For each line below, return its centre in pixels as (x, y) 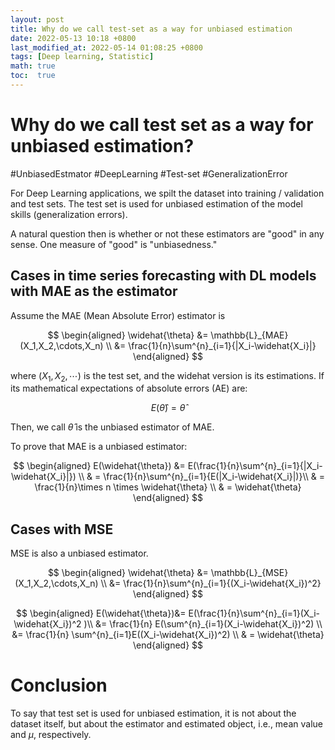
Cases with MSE (62, 529)
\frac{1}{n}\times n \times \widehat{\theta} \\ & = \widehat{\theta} (168, 487)
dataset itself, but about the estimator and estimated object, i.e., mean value (166, 724)
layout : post (37, 19)
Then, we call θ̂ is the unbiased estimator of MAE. (112, 427)
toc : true (33, 76)
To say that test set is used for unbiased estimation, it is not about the (153, 713)
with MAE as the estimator (94, 291)
